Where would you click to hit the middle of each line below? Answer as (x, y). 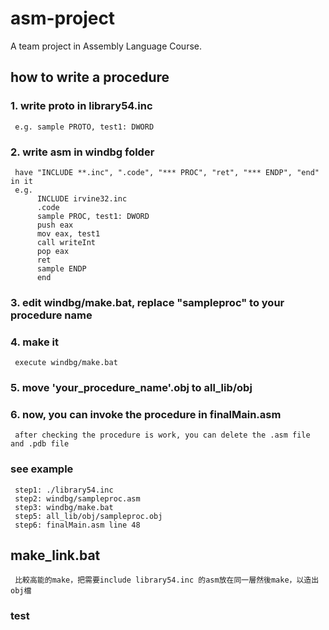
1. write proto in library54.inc (81, 106)
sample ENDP (61, 268)
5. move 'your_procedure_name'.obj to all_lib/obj (131, 388)
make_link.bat (55, 555)
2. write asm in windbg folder (82, 152)
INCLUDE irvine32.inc (82, 198)
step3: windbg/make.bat (64, 507)
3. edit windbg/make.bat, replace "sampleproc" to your (147, 302)
